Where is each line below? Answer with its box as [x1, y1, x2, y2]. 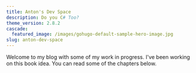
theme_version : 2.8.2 [6, 20, 61, 26]
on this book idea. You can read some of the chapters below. [6, 60, 157, 67]
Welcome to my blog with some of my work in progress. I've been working [6, 54, 191, 60]
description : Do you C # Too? [6, 14, 79, 21]
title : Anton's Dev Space [6, 8, 71, 15]
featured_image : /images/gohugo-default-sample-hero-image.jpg [11, 31, 173, 37]
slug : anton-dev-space [6, 37, 63, 43]
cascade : [6, 25, 28, 32]
